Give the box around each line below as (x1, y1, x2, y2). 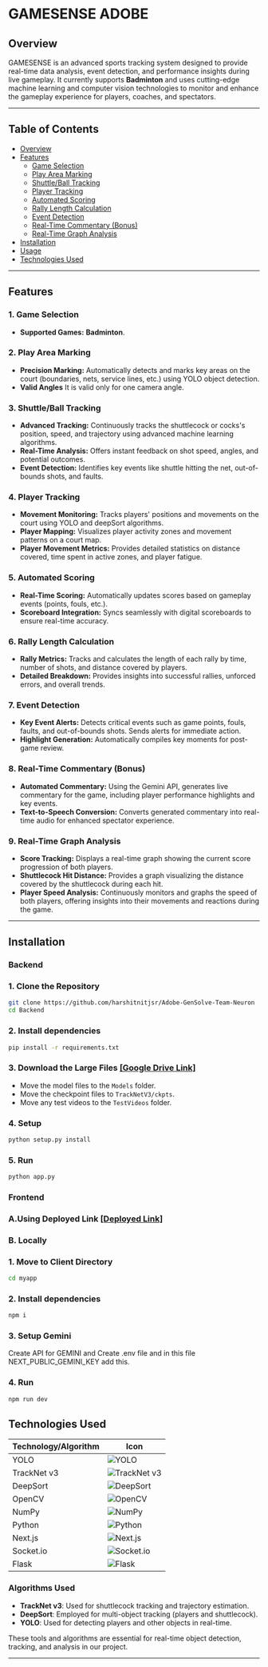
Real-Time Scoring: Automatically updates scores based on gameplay (19, 590, 251, 600)
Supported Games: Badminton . (19, 327, 125, 337)
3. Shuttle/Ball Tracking (8, 402, 101, 413)
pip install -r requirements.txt (8, 1044, 120, 1052)
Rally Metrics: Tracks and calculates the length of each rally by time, (19, 654, 247, 663)
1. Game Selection (8, 309, 80, 320)
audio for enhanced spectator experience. (36, 815, 175, 825)
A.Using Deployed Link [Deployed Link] (8, 1213, 164, 1224)
